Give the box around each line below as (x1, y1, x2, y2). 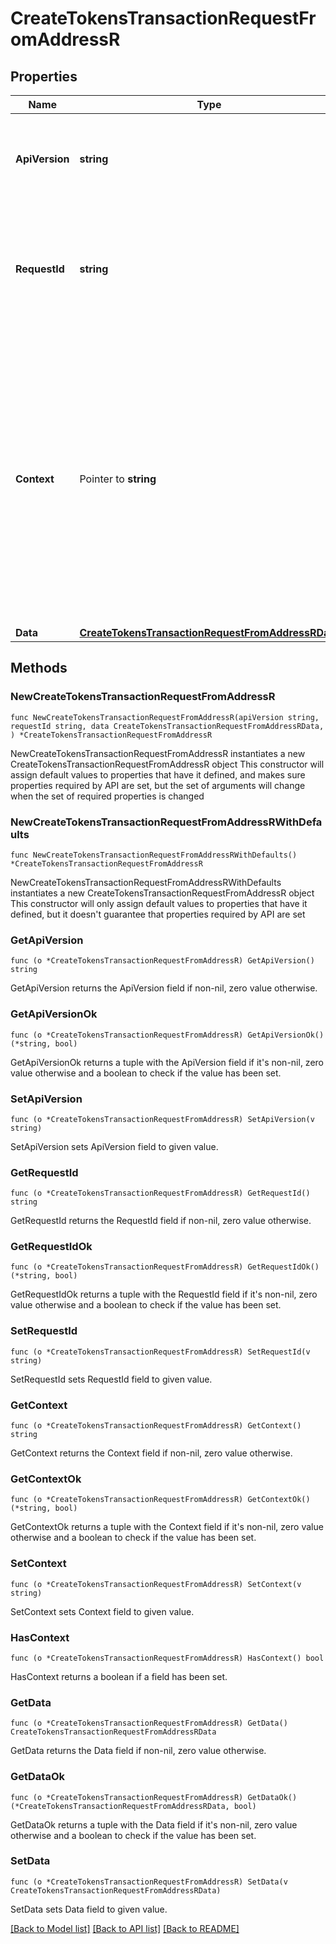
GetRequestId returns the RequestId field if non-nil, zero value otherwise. (10, 1215, 312, 1227)
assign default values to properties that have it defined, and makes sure (10, 768, 306, 781)
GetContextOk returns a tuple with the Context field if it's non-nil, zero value (10, 1521, 324, 1533)
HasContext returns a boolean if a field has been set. (10, 1670, 228, 1682)
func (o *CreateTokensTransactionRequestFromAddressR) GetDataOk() (10, 1792, 298, 1802)
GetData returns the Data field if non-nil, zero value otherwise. (10, 1745, 267, 1757)
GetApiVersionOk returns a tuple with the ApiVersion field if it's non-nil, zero (10, 1056, 324, 1068)
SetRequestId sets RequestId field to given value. (10, 1373, 213, 1385)
